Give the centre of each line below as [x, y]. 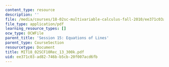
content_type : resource [30, 10]
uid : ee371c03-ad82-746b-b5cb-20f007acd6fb [52, 57]
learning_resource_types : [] [36, 29]
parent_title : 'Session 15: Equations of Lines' [57, 38]
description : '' [22, 15]
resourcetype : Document [30, 47]
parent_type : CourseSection [35, 43]
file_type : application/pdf [35, 24]
